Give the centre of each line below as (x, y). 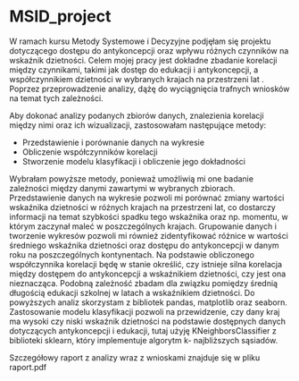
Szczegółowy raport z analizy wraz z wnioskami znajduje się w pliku (135, 357)
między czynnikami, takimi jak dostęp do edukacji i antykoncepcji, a (134, 70)
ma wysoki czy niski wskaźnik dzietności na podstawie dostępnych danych (148, 321)
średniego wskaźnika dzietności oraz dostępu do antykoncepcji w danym (144, 245)
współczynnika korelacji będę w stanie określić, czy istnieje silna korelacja (146, 264)
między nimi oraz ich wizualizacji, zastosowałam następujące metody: (138, 125)
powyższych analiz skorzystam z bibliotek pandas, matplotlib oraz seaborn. (148, 302)
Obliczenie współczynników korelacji (90, 152)
